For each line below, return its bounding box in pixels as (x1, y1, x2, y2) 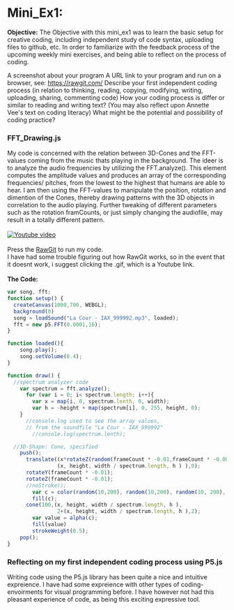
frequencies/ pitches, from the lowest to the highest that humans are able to (7, 179, 225, 187)
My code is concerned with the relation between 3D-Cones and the (7, 149, 201, 158)
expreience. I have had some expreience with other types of (7, 580, 180, 588)
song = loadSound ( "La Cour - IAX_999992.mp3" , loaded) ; (13, 314, 179, 322)
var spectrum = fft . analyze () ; (19, 385, 111, 392)
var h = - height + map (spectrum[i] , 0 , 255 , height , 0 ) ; (32, 405, 201, 412)
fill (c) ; (32, 495, 58, 502)
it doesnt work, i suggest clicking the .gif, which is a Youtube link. (7, 260, 195, 269)
